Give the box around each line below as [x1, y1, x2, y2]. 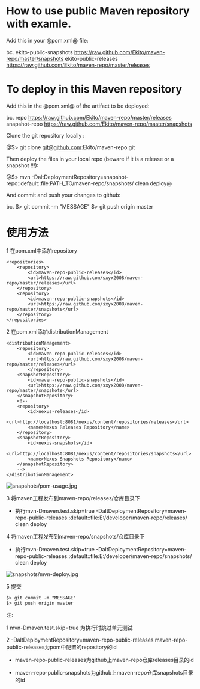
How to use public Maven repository [6, 4, 190, 18]
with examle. [6, 17, 72, 31]
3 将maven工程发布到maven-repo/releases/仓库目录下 [6, 494, 140, 501]
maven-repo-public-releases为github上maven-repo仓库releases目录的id [14, 656, 195, 663]
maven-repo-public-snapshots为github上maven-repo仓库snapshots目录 [14, 669, 193, 676]
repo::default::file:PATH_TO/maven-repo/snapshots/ [6, 179, 134, 187]
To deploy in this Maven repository [6, 82, 183, 96]
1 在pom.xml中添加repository [6, 247, 78, 254]
